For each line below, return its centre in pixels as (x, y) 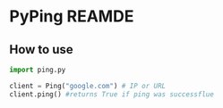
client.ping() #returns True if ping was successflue (112, 94)
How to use (41, 50)
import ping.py (38, 70)
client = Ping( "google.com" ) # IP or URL (88, 86)
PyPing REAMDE (72, 17)
